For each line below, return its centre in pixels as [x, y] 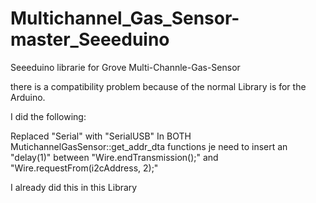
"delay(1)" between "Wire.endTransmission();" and [114, 157]
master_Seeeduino [90, 39]
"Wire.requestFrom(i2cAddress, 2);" [84, 168]
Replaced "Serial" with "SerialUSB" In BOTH [101, 136]
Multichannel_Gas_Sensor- [125, 18]
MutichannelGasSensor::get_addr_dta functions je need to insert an [149, 146]
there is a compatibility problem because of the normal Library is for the [158, 86]
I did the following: [48, 116]
